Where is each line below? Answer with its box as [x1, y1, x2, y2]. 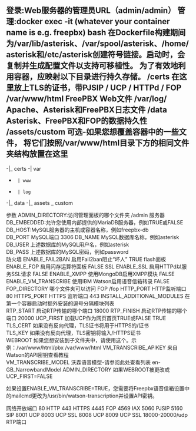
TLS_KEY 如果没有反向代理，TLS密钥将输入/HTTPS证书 [6, 329, 141, 336]
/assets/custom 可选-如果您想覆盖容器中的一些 [6, 127, 180, 137]
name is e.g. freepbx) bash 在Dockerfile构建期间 [6, 28, 186, 38]
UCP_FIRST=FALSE [6, 373, 53, 380]
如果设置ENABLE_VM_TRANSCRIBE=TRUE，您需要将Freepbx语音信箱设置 [6, 384, 185, 392]
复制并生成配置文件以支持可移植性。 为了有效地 [6, 61, 178, 71]
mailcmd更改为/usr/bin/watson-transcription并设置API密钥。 [11, 392, 158, 399]
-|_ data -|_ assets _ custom [6, 199, 74, 206]
